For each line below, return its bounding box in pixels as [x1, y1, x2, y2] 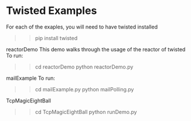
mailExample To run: [6, 74, 56, 81]
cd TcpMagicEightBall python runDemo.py [35, 108, 137, 115]
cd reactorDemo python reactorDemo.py [35, 63, 134, 70]
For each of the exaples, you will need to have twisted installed [6, 23, 158, 30]
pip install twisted [35, 34, 78, 41]
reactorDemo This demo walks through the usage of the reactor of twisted [6, 45, 186, 53]
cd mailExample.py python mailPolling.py [35, 86, 134, 92]
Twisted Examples [6, 4, 97, 17]
